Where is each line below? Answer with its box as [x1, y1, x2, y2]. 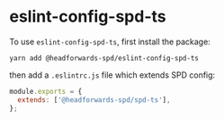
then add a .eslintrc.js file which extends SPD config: [9, 70, 216, 80]
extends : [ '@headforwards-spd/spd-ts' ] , [17, 95, 171, 105]
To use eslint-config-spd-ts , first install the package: [9, 36, 211, 47]
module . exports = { [9, 87, 83, 96]
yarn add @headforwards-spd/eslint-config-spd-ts [9, 53, 200, 62]
